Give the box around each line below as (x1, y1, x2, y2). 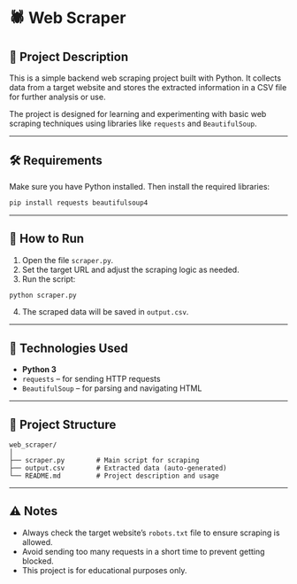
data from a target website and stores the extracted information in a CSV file (9, 82, 287, 92)
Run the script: (21, 273, 76, 284)
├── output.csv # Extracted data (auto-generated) (9, 463, 227, 472)
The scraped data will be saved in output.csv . (21, 307, 189, 317)
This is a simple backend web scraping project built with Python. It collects (9, 73, 281, 83)
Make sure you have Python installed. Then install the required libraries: (9, 181, 270, 191)
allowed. (21, 536, 53, 547)
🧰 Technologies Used (9, 340, 128, 355)
